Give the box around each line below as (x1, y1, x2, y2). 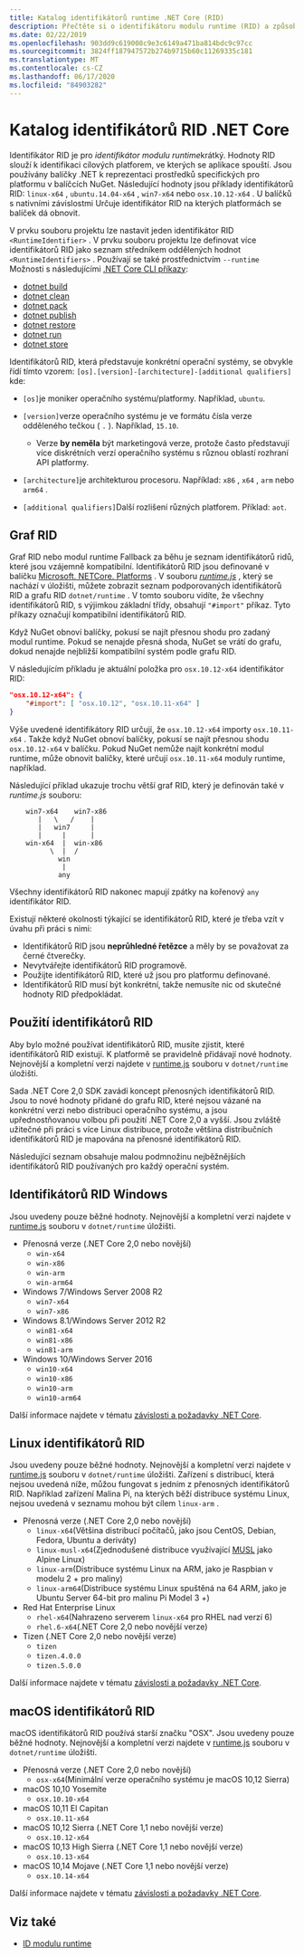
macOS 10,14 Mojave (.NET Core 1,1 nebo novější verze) (22, 1861, 229, 1872)
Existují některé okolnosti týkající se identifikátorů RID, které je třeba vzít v (9, 913, 285, 924)
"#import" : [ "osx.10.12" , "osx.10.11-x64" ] (25, 699, 201, 709)
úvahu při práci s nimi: (9, 923, 92, 933)
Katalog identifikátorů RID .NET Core (9, 119, 290, 140)
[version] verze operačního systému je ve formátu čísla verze (22, 410, 252, 421)
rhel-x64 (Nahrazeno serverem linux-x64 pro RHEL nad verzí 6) (35, 1612, 273, 1623)
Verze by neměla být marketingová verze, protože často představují (35, 437, 290, 448)
